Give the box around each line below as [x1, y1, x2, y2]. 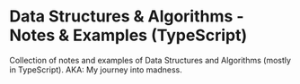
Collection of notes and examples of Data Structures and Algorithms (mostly [9, 55, 292, 65]
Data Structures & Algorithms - [9, 6, 244, 27]
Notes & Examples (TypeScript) [9, 25, 248, 46]
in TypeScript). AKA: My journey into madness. [9, 64, 182, 75]
